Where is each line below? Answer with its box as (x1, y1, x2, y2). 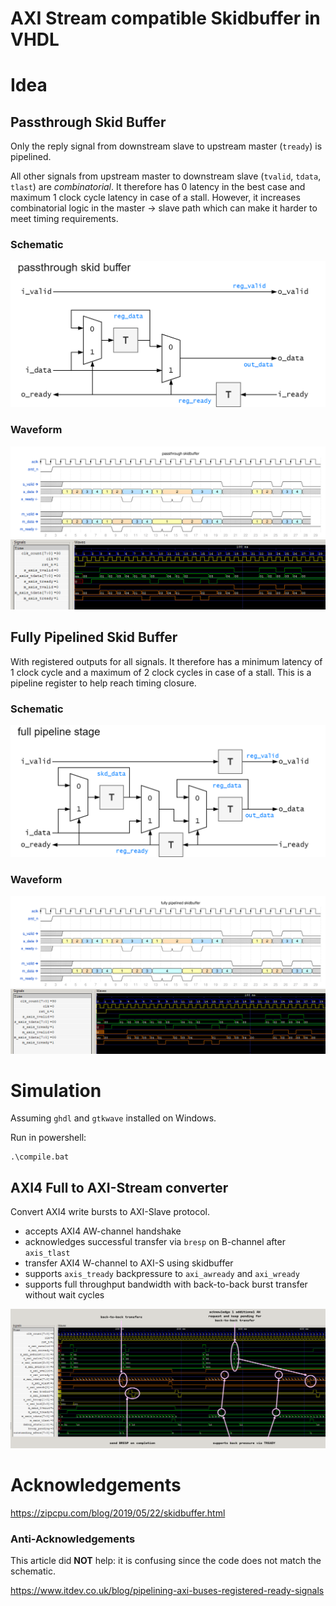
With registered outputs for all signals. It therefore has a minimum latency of (10, 655, 323, 667)
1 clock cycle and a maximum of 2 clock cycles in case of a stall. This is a (10, 666, 312, 678)
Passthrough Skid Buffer (10, 113, 167, 131)
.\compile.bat (10, 1152, 70, 1162)
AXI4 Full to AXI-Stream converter (10, 1179, 229, 1196)
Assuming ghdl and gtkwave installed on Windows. (10, 1112, 217, 1124)
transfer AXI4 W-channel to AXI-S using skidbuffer (24, 1257, 234, 1269)
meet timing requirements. (10, 213, 119, 225)
